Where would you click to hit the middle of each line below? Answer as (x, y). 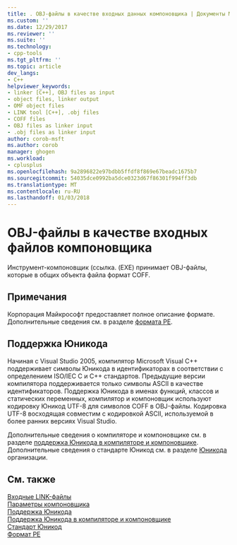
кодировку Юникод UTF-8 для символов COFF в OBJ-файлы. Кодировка (117, 406)
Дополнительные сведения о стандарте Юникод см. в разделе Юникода (117, 450)
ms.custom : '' (28, 20)
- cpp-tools (25, 54)
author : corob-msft (36, 139)
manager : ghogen (31, 152)
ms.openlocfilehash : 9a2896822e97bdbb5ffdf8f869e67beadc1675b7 (102, 171)
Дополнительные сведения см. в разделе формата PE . (90, 322)
